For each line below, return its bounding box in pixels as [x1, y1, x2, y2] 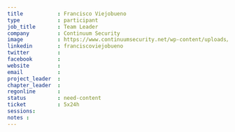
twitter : [7, 50, 61, 57]
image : [7, 36, 61, 43]
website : [7, 62, 61, 69]
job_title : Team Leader [7, 23, 99, 30]
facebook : [7, 56, 61, 63]
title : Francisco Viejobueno [7, 10, 127, 17]
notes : [7, 114, 30, 121]
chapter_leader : [7, 82, 61, 89]
